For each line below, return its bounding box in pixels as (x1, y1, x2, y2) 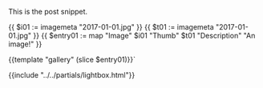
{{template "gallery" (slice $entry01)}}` (8, 55, 136, 64)
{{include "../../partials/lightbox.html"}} (8, 70, 136, 79)
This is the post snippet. (8, 7, 88, 16)
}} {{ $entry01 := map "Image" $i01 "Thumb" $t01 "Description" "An (33, 31, 256, 40)
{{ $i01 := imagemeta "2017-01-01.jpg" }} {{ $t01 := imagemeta (8, 22, 214, 31)
